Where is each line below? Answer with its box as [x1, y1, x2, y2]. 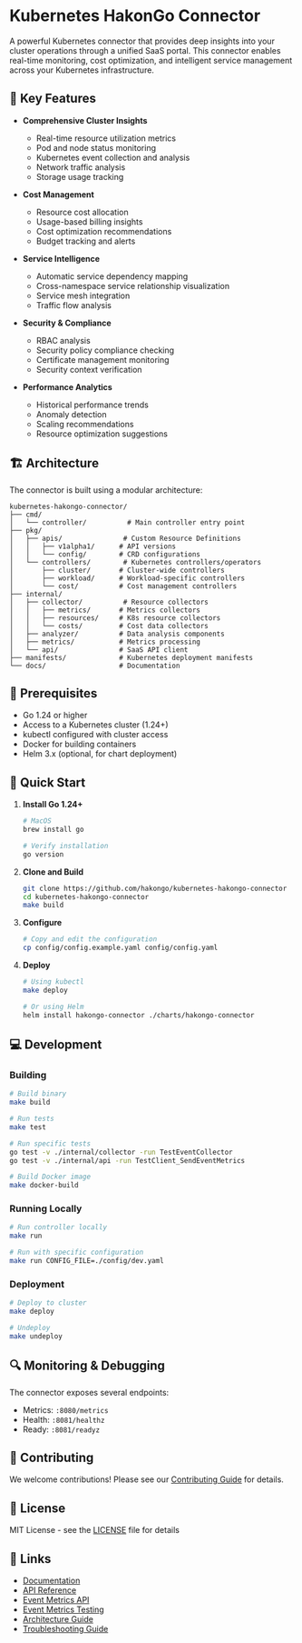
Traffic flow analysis [35, 299, 112, 310]
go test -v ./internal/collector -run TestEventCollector [9, 1147, 233, 1157]
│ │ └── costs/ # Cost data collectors [9, 621, 209, 630]
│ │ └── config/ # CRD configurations [9, 549, 201, 559]
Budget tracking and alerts [35, 235, 136, 246]
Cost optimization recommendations [35, 225, 172, 236]
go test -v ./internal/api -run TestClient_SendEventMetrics [9, 1156, 246, 1165]
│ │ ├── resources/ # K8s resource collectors [9, 613, 221, 623]
